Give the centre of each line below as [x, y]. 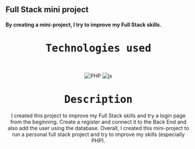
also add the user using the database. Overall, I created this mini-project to [98, 128]
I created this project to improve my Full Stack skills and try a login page [98, 115]
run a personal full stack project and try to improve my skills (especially [98, 134]
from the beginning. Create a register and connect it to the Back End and [98, 122]
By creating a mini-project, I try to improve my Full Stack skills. [84, 24]
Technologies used [98, 48]
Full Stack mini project [47, 10]
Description [98, 100]
